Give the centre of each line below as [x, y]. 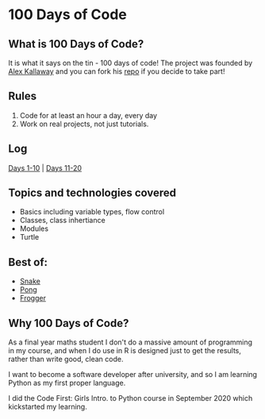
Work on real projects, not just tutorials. [84, 124]
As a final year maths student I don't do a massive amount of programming [130, 342]
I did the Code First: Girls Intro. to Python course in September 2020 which [131, 398]
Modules [34, 229]
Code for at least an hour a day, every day [88, 115]
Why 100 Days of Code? [69, 323]
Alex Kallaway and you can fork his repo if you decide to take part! [117, 71]
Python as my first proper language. [67, 383]
